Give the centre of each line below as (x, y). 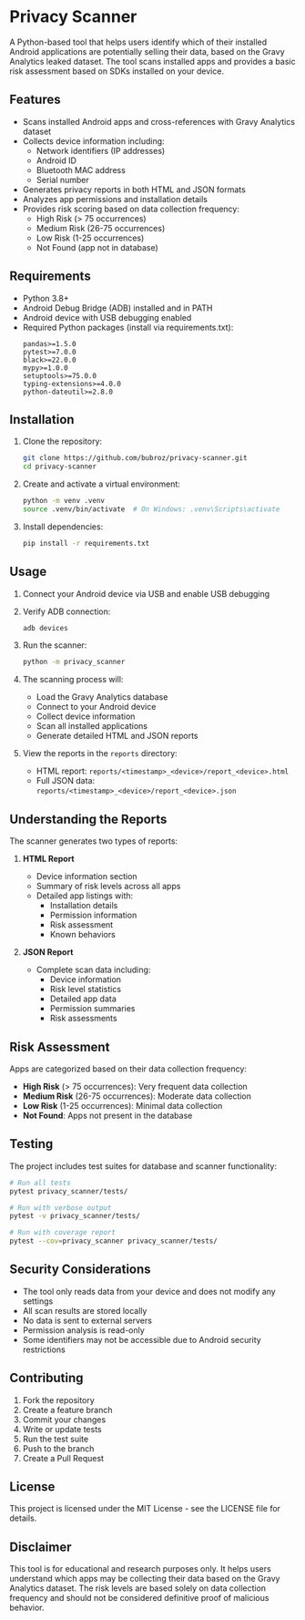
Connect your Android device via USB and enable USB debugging (146, 593)
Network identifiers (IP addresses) (101, 150)
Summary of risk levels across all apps (108, 887)
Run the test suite (56, 1439)
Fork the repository (59, 1400)
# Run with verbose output (61, 1208)
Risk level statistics (85, 989)
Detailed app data (83, 999)
